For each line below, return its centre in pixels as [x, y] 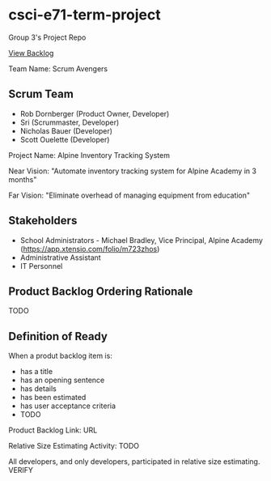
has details [38, 389]
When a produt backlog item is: [61, 356]
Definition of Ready [58, 336]
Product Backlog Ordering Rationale [101, 291]
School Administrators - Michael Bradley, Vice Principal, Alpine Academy [141, 240]
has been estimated [53, 398]
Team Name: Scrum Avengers [58, 68]
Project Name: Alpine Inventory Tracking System [89, 155]
